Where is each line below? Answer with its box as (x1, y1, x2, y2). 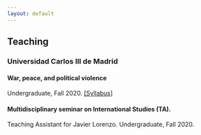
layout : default (7, 10, 54, 17)
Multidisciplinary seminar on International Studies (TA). (7, 105, 172, 113)
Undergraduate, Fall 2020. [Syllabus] (7, 89, 113, 98)
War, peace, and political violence (7, 73, 107, 82)
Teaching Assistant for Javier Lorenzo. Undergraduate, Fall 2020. (7, 120, 195, 129)
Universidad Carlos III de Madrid (7, 56, 118, 66)
